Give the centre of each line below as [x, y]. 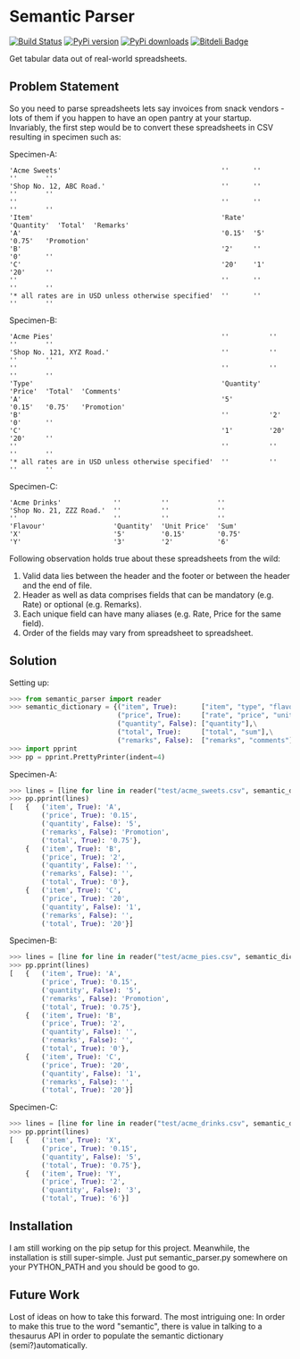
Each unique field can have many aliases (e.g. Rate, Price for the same [151, 614]
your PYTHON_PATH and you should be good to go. [104, 1267]
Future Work [45, 1295]
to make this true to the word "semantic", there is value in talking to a [136, 1326]
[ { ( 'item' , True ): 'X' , [66, 1141]
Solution [33, 661]
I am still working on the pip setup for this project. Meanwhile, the [129, 1248]
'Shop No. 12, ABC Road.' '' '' [135, 186]
